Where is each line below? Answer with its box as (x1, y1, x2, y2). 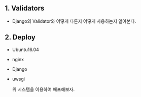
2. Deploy (5, 33, 36, 42)
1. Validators (5, 4, 45, 13)
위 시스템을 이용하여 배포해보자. (12, 86, 75, 92)
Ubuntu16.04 (12, 46, 39, 53)
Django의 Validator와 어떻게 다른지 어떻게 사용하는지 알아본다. (12, 18, 136, 24)
